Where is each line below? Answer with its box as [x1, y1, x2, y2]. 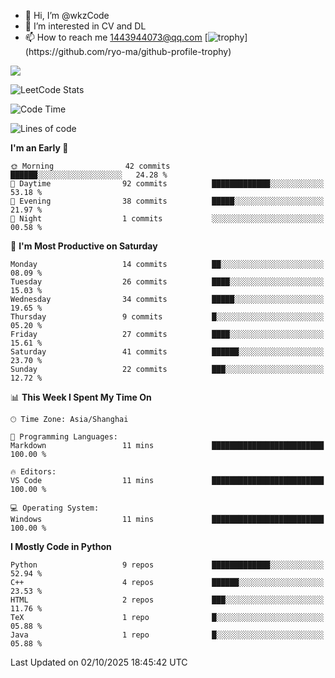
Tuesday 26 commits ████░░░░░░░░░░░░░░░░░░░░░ [10, 277, 325, 287]
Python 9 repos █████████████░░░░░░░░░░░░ [10, 560, 325, 570]
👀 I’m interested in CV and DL [24, 20, 147, 32]
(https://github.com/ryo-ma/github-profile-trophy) [24, 46, 232, 57]
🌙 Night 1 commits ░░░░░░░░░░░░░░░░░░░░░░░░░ [10, 214, 325, 224]
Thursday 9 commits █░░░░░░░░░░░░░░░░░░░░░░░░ [10, 312, 325, 322]
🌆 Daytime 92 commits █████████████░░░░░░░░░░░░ [10, 179, 325, 189]
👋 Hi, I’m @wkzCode [24, 10, 110, 21]
